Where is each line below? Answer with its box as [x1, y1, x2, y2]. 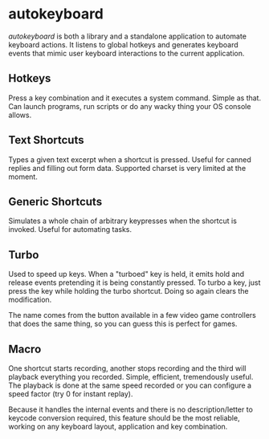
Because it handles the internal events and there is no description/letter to [8, 404, 253, 414]
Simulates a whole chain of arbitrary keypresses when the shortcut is [8, 216, 237, 226]
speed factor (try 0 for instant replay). [8, 389, 133, 398]
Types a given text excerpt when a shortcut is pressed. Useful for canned [8, 154, 251, 165]
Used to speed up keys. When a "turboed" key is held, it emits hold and [8, 270, 245, 279]
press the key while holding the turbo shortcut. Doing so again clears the [8, 287, 249, 296]
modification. [8, 295, 52, 305]
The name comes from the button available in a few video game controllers [8, 311, 257, 320]
